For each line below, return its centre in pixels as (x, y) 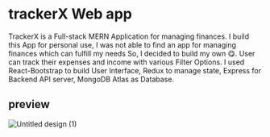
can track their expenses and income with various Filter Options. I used (127, 62)
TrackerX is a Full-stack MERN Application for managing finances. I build (129, 36)
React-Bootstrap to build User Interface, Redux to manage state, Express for (135, 70)
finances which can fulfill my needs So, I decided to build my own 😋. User (132, 53)
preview (29, 104)
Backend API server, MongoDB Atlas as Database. (91, 79)
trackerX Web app (71, 14)
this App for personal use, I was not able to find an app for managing (122, 44)
